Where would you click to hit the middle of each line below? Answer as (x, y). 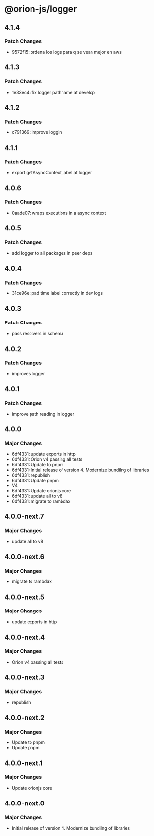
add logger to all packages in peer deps (52, 253)
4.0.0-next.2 (25, 718)
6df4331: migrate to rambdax (41, 501)
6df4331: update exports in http (44, 454)
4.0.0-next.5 (25, 597)
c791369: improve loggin (37, 132)
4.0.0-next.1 (24, 763)
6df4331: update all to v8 (37, 496)
